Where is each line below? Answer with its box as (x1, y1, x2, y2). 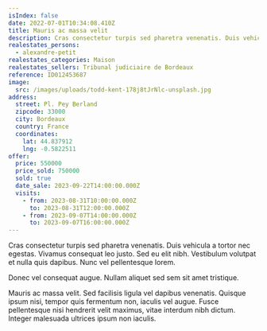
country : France (15, 123, 69, 130)
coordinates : (15, 130, 59, 138)
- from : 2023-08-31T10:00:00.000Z (22, 197, 137, 204)
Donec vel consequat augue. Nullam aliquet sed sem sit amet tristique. (8, 273, 240, 282)
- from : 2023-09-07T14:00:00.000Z (22, 212, 137, 220)
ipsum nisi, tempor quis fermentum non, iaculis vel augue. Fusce (8, 297, 219, 306)
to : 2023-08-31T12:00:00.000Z (29, 204, 130, 212)
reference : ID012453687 (8, 71, 87, 79)
